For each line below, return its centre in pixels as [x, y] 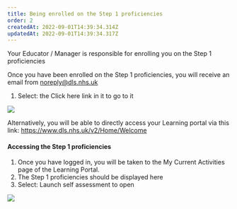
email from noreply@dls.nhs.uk [53, 83]
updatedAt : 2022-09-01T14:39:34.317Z [63, 34]
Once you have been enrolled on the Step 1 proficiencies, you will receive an [118, 75]
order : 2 [20, 20]
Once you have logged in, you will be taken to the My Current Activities [121, 162]
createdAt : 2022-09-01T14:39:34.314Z [63, 27]
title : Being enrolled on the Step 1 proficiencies [85, 14]
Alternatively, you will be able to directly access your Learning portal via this [118, 123]
